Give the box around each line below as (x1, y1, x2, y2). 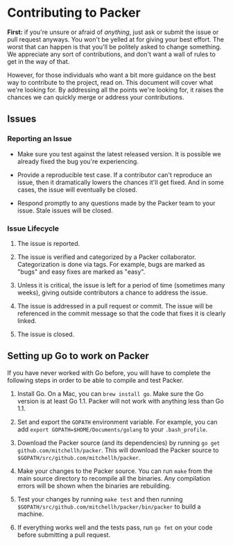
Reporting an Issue (7, 134, 72, 144)
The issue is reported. (17, 239, 80, 247)
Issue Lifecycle (7, 224, 59, 233)
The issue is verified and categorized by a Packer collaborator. (17, 252, 196, 261)
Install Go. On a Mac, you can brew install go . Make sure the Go (17, 389, 204, 397)
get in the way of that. (7, 57, 70, 65)
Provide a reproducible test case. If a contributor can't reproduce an (17, 170, 213, 179)
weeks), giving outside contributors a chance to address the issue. (17, 288, 208, 297)
